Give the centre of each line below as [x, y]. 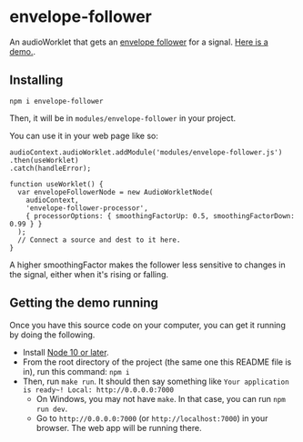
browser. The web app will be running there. [119, 427]
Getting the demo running [84, 303]
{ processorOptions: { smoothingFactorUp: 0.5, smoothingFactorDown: [161, 216]
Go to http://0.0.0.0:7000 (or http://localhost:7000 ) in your [152, 418]
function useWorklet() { [56, 184]
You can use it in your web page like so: [84, 136]
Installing [36, 80]
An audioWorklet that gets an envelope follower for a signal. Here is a [139, 42]
